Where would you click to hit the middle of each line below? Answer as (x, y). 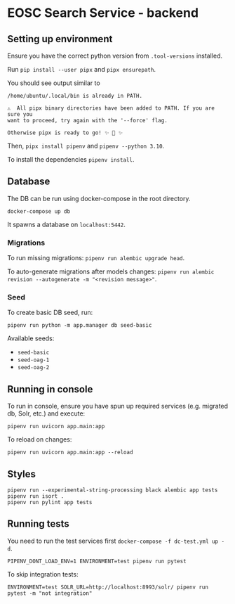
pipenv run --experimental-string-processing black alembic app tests (113, 490)
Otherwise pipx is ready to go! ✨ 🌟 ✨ (65, 133)
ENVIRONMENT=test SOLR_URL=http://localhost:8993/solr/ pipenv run (108, 587)
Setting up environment (60, 39)
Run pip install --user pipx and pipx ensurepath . (82, 69)
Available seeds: (31, 338)
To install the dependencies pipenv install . (71, 159)
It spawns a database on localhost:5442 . (67, 224)
